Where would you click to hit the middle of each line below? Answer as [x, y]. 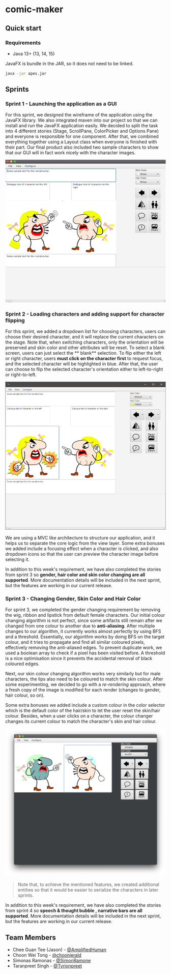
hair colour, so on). [25, 695]
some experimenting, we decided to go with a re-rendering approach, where [85, 684]
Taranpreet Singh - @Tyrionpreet [47, 966]
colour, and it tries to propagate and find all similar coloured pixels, [75, 642]
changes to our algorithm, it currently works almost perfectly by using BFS [83, 632]
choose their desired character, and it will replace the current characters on [84, 337]
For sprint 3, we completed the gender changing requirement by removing [83, 610]
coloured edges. [22, 664]
